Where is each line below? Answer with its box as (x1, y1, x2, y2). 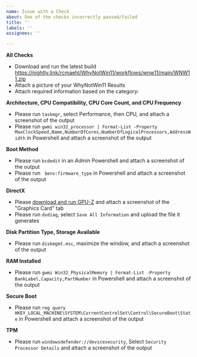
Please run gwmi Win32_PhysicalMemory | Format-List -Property (14, 269, 171, 276)
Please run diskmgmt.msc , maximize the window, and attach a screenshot (14, 240, 190, 247)
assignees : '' (6, 30, 41, 36)
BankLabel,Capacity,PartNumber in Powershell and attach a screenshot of (14, 275, 191, 282)
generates (14, 217, 40, 225)
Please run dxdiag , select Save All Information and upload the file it (14, 211, 180, 218)
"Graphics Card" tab (14, 205, 64, 212)
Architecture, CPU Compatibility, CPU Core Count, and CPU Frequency (6, 99, 182, 106)
